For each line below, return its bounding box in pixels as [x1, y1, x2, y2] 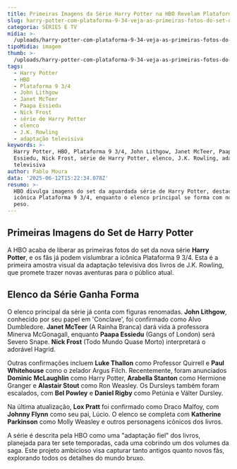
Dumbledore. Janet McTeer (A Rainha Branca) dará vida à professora [7, 322, 209, 331]
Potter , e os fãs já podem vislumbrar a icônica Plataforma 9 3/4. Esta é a [7, 253, 219, 261]
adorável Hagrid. [7, 345, 56, 353]
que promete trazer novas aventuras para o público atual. [7, 268, 174, 276]
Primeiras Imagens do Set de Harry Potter [7, 227, 194, 239]
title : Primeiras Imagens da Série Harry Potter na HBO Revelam [7, 10, 200, 18]
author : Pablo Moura [7, 167, 68, 175]
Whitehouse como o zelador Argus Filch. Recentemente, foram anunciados [7, 366, 227, 374]
